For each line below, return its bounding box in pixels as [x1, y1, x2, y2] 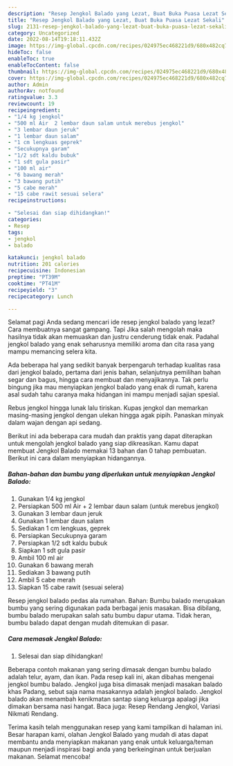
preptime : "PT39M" [8, 274, 61, 281]
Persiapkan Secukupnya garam [17, 532, 107, 540]
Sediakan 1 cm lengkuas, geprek [17, 524, 111, 532]
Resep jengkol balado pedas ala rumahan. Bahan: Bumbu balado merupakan [8, 597, 225, 605]
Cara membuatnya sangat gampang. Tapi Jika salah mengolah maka [8, 325, 203, 333]
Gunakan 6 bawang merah [17, 561, 94, 569]
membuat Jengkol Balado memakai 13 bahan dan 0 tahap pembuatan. [8, 446, 207, 455]
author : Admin [8, 81, 49, 88]
